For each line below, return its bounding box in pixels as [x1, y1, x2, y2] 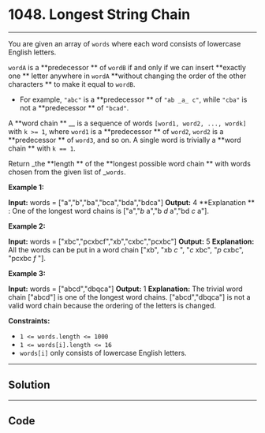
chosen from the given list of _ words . [8, 167, 126, 177]
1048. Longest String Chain [8, 6, 191, 24]
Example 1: [8, 182, 45, 192]
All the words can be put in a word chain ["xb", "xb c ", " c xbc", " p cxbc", [8, 244, 244, 254]
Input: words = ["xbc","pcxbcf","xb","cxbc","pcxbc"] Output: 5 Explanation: [8, 237, 255, 246]
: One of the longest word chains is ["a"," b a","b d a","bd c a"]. [8, 206, 209, 215]
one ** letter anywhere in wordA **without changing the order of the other [8, 71, 247, 80]
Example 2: [8, 221, 46, 230]
